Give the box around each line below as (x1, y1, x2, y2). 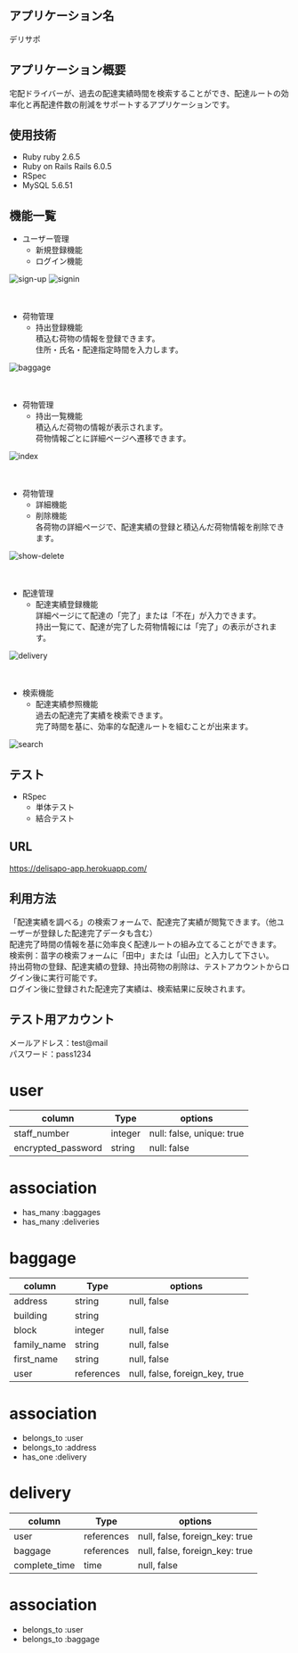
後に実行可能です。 (32, 972, 102, 983)
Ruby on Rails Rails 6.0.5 (21, 161, 113, 172)
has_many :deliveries (21, 1216, 100, 1228)
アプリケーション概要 (9, 62, 126, 78)
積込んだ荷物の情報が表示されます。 (35, 422, 168, 432)
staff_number (13, 1127, 69, 1139)
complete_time (13, 1559, 76, 1572)
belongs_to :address (21, 1443, 97, 1453)
